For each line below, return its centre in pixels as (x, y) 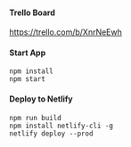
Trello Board (33, 12)
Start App (28, 53)
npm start (28, 79)
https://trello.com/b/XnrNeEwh (66, 32)
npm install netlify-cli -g (61, 126)
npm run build (36, 118)
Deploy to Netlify (41, 99)
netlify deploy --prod (51, 134)
